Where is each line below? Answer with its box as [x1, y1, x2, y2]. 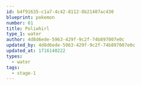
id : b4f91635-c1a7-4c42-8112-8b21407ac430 [6, 8, 114, 15]
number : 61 [6, 20, 34, 26]
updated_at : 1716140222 [6, 48, 66, 54]
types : [6, 53, 23, 59]
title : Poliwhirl [6, 25, 50, 32]
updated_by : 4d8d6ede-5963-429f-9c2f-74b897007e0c [6, 42, 136, 48]
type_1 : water [6, 31, 42, 37]
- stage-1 [11, 70, 36, 76]
